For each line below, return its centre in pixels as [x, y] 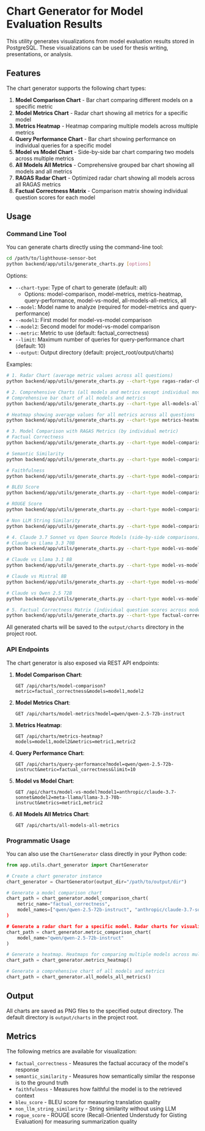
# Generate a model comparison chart [54, 893]
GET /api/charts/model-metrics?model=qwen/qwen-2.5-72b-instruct [100, 714]
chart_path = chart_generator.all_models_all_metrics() [79, 977]
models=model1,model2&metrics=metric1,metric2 [75, 741]
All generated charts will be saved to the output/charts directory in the [95, 627]
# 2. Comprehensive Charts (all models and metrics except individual [98, 392]
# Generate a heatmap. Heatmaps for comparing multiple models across [98, 954]
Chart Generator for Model [75, 11]
